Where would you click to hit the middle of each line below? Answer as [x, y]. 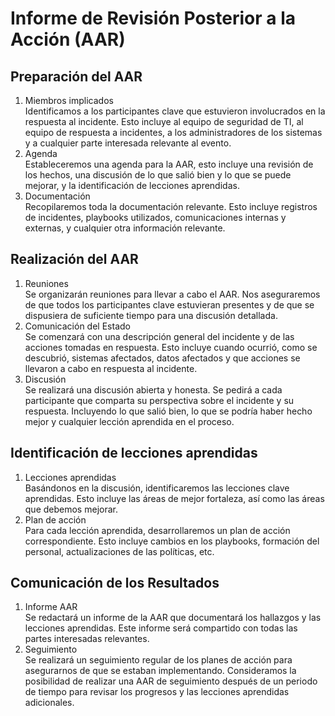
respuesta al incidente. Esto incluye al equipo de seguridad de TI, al [164, 121]
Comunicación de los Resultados [115, 583]
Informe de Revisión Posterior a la [153, 18]
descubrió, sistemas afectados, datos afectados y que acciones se [162, 358]
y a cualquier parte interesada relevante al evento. [128, 143]
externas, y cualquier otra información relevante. [125, 228]
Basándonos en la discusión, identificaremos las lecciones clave [157, 488]
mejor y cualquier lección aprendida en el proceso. [129, 421]
